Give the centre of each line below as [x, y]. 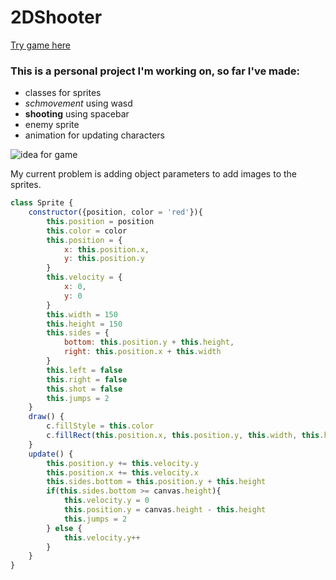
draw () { [46, 417]
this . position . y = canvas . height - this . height [165, 510]
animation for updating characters [94, 135]
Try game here [40, 45]
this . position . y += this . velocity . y [122, 463]
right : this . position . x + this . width [142, 352]
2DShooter [56, 17]
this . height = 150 [84, 324]
